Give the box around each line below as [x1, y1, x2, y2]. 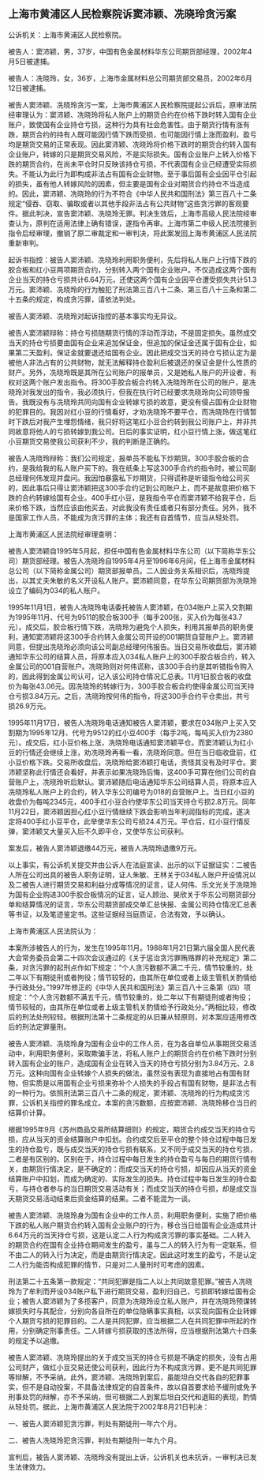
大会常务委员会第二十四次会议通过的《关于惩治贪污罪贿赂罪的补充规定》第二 [8, 952, 257, 962]
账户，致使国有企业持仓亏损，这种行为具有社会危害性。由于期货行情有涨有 [8, 119, 250, 129]
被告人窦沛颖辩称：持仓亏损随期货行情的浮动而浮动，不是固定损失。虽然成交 [8, 328, 257, 337]
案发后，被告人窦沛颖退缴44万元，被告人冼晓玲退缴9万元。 [8, 843, 201, 853]
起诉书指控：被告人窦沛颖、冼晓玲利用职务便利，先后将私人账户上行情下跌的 [8, 255, 257, 265]
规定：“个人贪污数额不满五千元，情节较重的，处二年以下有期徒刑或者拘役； [8, 992, 254, 1001]
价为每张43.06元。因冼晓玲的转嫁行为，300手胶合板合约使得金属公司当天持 [8, 681, 255, 691]
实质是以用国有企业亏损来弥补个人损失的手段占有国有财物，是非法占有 [28, 1078, 257, 1087]
